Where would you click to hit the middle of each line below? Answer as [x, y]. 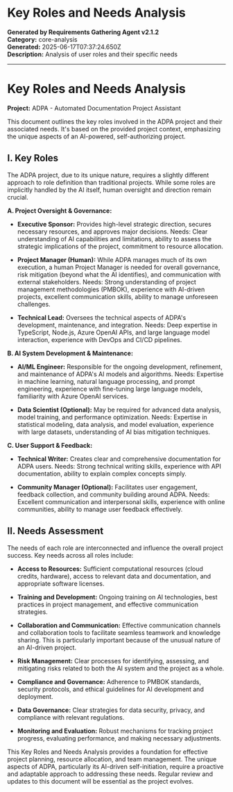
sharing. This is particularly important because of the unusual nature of [119, 640]
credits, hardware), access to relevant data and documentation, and [114, 576]
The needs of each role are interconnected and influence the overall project [115, 548]
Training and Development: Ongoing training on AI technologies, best [117, 597]
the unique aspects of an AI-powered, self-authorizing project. [96, 136]
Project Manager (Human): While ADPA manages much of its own [112, 259]
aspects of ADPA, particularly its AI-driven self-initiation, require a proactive [115, 766]
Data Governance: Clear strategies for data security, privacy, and [111, 710]
